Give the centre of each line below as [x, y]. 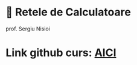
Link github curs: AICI [61, 53]
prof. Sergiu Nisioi [28, 29]
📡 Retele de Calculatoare [68, 12]
